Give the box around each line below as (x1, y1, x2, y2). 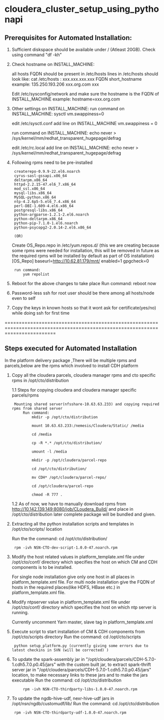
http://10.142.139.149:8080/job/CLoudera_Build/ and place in (11, 506, 134, 512)
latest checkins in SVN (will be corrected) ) (11, 648, 109, 653)
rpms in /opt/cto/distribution (11, 377, 69, 383)
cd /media (31, 432, 52, 437)
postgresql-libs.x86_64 (14, 208, 63, 213)
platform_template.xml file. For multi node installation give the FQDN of (11, 579, 155, 585)
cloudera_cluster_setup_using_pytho (4, 3, 159, 15)
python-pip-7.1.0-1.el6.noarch (14, 221, 78, 226)
